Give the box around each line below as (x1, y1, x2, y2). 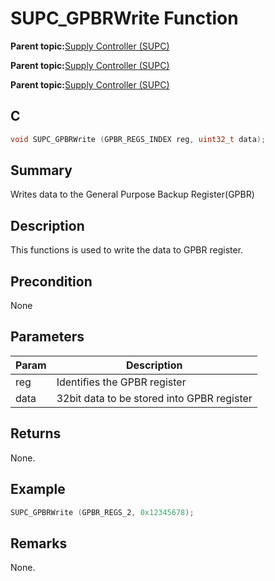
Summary (10, 162, 73, 179)
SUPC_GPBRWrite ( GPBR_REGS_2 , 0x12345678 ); (10, 507, 195, 517)
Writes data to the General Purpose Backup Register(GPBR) (10, 188, 255, 201)
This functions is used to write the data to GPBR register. (10, 244, 244, 256)
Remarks (10, 535, 68, 552)
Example (10, 481, 66, 498)
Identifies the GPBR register (56, 375, 187, 389)
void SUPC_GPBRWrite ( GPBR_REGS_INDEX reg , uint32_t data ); (10, 134, 267, 144)
